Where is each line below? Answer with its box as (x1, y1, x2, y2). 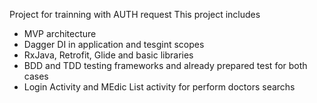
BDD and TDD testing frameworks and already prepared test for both (23, 60, 308, 71)
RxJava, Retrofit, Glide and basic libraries (23, 49, 194, 61)
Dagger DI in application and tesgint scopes (23, 39, 205, 50)
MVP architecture (23, 28, 97, 39)
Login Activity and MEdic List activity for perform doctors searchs (23, 81, 296, 93)
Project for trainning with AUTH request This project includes (9, 9, 261, 20)
